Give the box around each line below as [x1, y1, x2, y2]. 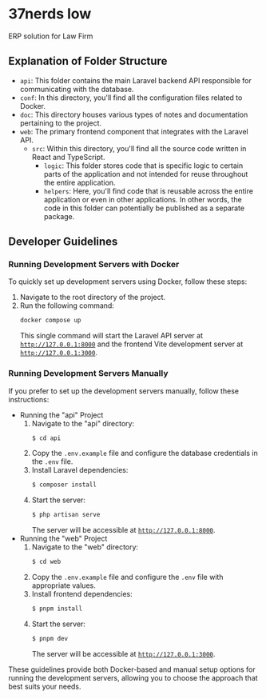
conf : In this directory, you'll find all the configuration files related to [19, 93, 243, 102]
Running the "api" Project [19, 409, 104, 420]
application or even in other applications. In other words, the [43, 194, 242, 204]
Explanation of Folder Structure [8, 54, 168, 68]
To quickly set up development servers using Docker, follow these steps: [8, 277, 248, 286]
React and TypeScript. [31, 152, 105, 162]
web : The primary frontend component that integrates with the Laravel [19, 126, 249, 136]
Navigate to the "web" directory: [31, 542, 138, 552]
